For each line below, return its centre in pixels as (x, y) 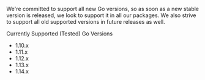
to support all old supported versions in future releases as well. (86, 22)
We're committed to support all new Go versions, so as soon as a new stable (103, 9)
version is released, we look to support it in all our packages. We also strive (101, 15)
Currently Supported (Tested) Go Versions (60, 34)
